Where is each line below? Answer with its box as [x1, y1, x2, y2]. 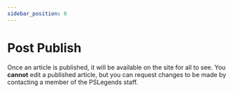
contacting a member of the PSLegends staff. [7, 78, 139, 86]
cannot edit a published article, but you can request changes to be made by [7, 70, 227, 78]
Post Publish [7, 40, 82, 56]
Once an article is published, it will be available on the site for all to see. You [7, 63, 226, 71]
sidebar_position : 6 [7, 10, 68, 17]
